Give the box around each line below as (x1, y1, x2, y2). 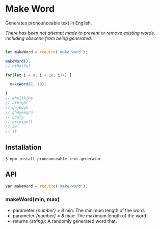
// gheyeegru (5, 110, 33, 115)
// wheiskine (5, 96, 33, 101)
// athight (5, 100, 29, 106)
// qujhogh (5, 105, 29, 110)
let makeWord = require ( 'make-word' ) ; (5, 49, 88, 54)
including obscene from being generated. (5, 35, 93, 41)
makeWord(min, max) (5, 195, 60, 203)
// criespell (5, 119, 33, 125)
